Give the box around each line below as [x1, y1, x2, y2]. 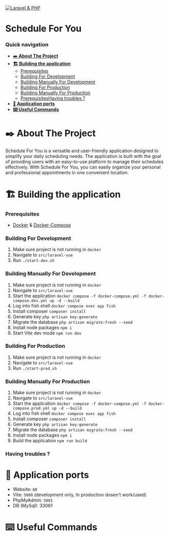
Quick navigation [5, 41, 49, 48]
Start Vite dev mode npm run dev [12, 329, 82, 336]
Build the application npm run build [12, 438, 87, 444]
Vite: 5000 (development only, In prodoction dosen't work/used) [12, 491, 147, 498]
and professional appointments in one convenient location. [5, 170, 129, 176]
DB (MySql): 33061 [12, 502, 53, 508]
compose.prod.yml [12, 406, 50, 411]
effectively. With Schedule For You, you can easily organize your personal [5, 164, 161, 170]
